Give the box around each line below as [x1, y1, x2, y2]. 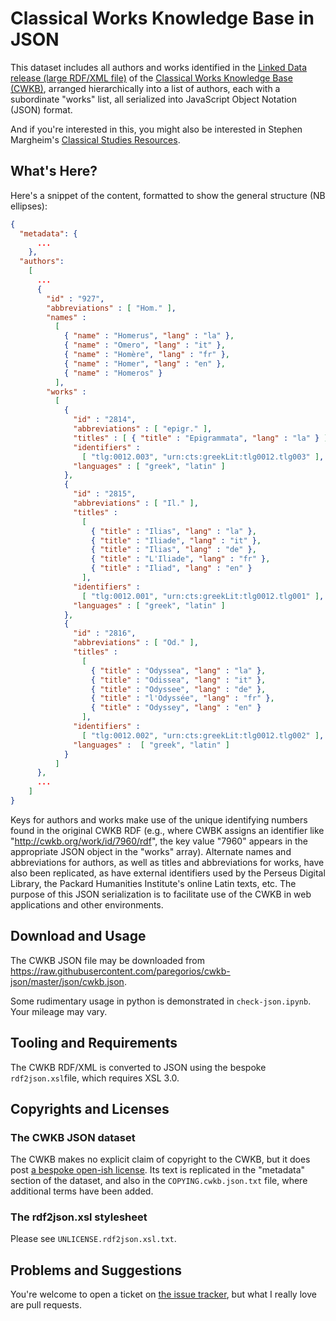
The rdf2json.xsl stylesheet [10, 1210, 148, 1224]
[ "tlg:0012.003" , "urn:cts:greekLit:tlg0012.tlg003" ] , [81, 452, 325, 462]
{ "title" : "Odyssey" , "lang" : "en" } [90, 703, 262, 713]
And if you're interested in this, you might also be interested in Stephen [10, 123, 303, 135]
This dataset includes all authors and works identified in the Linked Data [10, 61, 308, 73]
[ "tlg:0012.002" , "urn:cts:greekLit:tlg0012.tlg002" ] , [81, 730, 325, 741]
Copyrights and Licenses [10, 1100, 170, 1117]
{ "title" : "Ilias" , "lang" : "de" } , [90, 545, 257, 555]
